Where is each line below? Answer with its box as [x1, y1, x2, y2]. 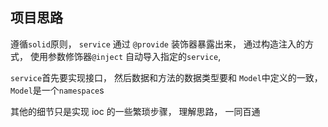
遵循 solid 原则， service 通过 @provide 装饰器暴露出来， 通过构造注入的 [10, 38, 305, 50]
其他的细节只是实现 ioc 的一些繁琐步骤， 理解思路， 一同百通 [10, 105, 261, 117]
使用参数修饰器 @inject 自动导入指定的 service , [29, 50, 222, 62]
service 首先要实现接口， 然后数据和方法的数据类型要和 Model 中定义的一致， [10, 71, 323, 83]
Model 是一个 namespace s [10, 84, 105, 96]
